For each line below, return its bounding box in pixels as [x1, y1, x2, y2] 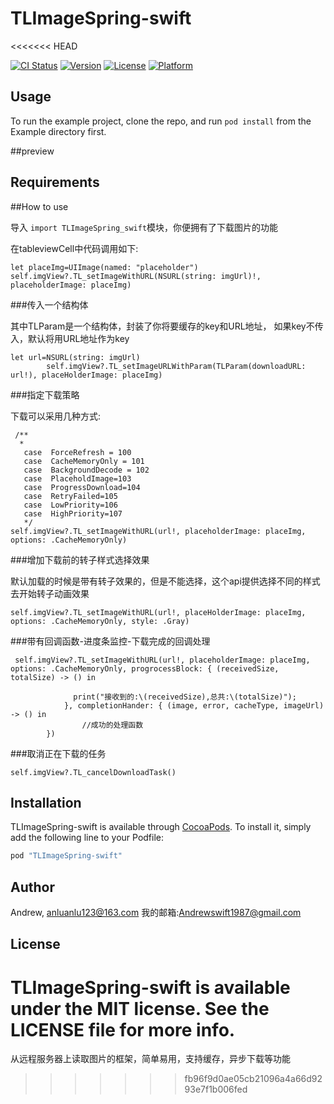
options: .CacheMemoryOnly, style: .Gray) [10, 616, 190, 626]
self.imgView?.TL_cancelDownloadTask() [10, 767, 177, 777]
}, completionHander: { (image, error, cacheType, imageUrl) [63, 700, 325, 711]
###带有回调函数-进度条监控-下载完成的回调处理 [10, 635, 211, 647]
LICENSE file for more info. [10, 1018, 236, 1041]
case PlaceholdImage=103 [23, 473, 132, 484]
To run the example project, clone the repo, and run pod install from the [10, 115, 312, 127]
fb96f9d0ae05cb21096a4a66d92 [184, 1073, 323, 1085]
